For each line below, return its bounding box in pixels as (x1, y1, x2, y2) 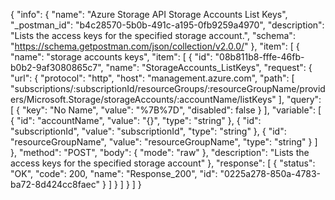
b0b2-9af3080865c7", (10, 62, 104, 73)
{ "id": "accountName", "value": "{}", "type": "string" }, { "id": (10, 115, 262, 126)
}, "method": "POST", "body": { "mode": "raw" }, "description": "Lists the (10, 147, 310, 158)
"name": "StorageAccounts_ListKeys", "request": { (105, 62, 313, 73)
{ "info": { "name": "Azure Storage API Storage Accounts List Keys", (10, 9, 288, 20)
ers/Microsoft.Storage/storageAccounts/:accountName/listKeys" (10, 94, 277, 105)
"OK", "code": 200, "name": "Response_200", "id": (10, 168, 218, 179)
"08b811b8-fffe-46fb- (214, 51, 305, 63)
